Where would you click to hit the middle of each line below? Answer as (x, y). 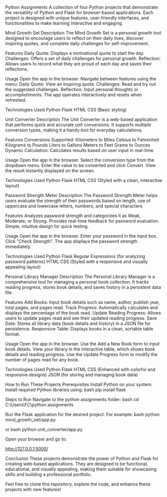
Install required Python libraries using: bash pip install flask (66, 390)
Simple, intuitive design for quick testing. (47, 226)
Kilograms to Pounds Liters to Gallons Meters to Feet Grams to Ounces (78, 145)
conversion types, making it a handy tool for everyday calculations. (74, 130)
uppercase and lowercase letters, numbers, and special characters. (74, 206)
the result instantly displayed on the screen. (50, 170)
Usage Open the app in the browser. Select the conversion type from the (80, 160)
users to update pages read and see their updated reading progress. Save (81, 318)
